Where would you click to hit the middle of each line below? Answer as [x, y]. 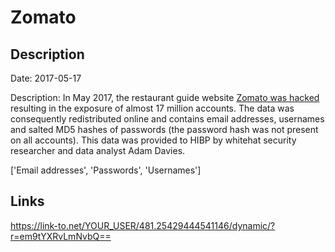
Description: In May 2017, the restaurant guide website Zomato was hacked [165, 97]
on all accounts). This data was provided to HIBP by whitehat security [153, 140]
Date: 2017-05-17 [46, 78]
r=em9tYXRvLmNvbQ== [61, 236]
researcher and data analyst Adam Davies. [98, 150]
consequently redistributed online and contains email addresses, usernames [167, 119]
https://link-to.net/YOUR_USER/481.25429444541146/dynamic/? [143, 225]
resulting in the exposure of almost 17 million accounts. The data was [152, 108]
